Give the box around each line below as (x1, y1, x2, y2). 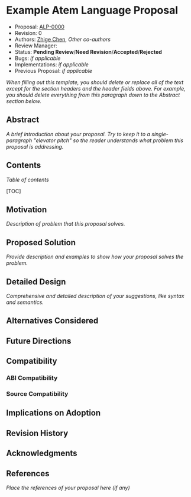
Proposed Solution (6, 238, 76, 248)
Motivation (6, 204, 47, 214)
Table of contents (6, 176, 49, 183)
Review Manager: (14, 42, 57, 49)
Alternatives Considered (6, 316, 99, 326)
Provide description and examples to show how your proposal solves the (6, 253, 184, 261)
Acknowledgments (6, 448, 78, 458)
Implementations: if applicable (14, 60, 89, 68)
